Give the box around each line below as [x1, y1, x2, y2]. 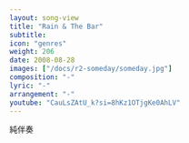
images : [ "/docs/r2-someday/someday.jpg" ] [9, 65, 173, 74]
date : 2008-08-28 [9, 56, 75, 65]
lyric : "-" [9, 81, 51, 90]
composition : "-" [9, 73, 75, 82]
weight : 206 [9, 47, 55, 56]
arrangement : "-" [9, 89, 75, 98]
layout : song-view [9, 13, 79, 23]
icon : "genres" [9, 38, 67, 48]
